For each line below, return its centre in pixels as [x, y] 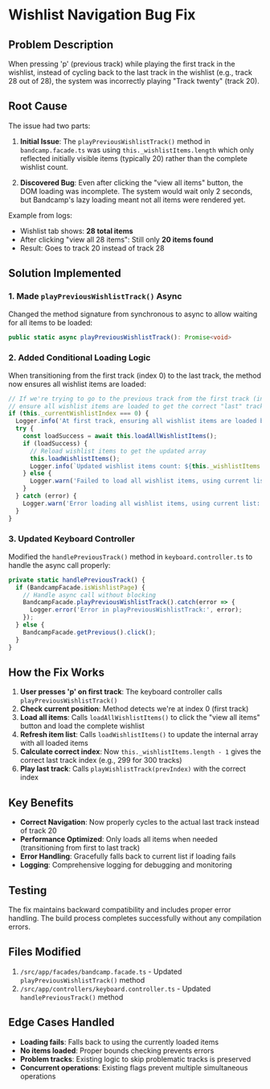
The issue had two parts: [49, 126]
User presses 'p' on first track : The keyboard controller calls [121, 692]
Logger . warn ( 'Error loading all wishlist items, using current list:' [143, 503]
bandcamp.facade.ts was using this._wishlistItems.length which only [137, 150]
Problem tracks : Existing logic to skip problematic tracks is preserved [135, 1059]
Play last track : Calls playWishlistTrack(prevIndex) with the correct [133, 769]
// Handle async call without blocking [90, 595]
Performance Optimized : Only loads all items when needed [119, 839]
